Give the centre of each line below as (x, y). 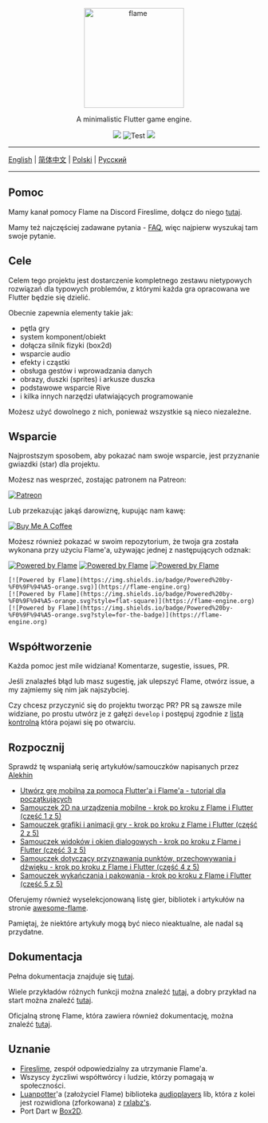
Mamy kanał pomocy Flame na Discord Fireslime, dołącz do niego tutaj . (125, 212)
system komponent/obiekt (63, 336)
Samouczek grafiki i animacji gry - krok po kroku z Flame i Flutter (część (138, 825)
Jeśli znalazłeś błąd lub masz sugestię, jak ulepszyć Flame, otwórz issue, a (132, 681)
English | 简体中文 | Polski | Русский (68, 159)
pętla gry (35, 328)
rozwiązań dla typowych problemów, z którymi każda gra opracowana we (129, 288)
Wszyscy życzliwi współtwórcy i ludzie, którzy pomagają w (117, 1077)
